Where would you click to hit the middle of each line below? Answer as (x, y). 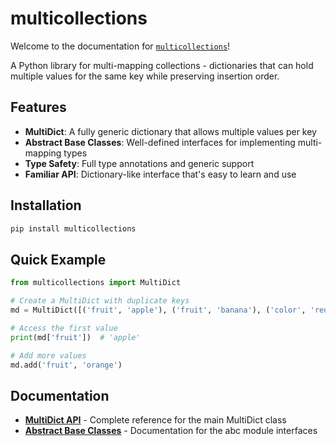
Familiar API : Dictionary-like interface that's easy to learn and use (160, 174)
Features (38, 107)
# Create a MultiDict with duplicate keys (100, 301)
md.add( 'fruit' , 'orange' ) (66, 365)
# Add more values (48, 355)
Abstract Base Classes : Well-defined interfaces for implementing (160, 142)
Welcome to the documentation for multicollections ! (120, 46)
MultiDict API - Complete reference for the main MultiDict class (155, 420)
